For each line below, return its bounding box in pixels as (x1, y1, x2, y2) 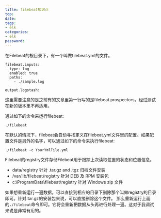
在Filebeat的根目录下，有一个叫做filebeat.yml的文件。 (5, 52, 113, 58)
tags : (5, 20, 16, 26)
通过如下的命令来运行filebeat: (5, 113, 64, 119)
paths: (9, 75, 23, 80)
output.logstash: (5, 88, 40, 93)
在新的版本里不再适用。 (5, 103, 52, 109)
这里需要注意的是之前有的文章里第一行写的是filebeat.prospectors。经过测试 (5, 96, 156, 102)
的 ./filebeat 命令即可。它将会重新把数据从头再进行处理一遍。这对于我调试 (5, 202, 154, 207)
